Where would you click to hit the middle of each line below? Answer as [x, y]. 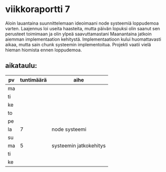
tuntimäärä [33, 80]
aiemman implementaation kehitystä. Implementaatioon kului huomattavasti [83, 39]
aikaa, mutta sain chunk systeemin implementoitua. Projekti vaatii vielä [78, 44]
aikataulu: [21, 66]
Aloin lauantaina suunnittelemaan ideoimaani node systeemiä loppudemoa [82, 23]
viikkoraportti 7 [38, 9]
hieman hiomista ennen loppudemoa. [44, 50]
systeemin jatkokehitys [79, 145]
